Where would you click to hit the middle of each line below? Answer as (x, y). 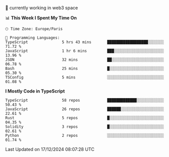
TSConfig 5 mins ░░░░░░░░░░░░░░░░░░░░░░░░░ (85, 77)
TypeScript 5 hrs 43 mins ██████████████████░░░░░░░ (85, 42)
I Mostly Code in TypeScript (35, 91)
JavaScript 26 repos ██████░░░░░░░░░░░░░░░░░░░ (85, 109)
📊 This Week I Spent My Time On (41, 18)
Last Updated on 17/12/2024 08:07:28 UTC (50, 149)
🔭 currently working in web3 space (42, 8)
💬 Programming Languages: (32, 38)
